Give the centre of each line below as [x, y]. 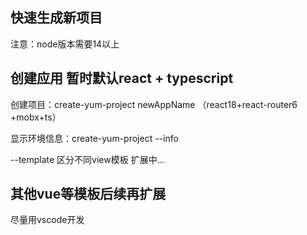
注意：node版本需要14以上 [65, 44]
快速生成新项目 [56, 18]
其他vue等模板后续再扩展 [88, 194]
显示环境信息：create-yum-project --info [94, 138]
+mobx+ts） [36, 117]
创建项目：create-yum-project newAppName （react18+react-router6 [154, 104]
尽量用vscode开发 [47, 220]
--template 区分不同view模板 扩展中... [87, 159]
